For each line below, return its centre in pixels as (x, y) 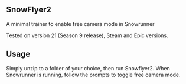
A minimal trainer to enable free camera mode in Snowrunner (80, 24)
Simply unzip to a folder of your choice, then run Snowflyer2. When (88, 68)
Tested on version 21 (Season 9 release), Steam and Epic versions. (87, 35)
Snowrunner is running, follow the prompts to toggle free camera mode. (94, 75)
